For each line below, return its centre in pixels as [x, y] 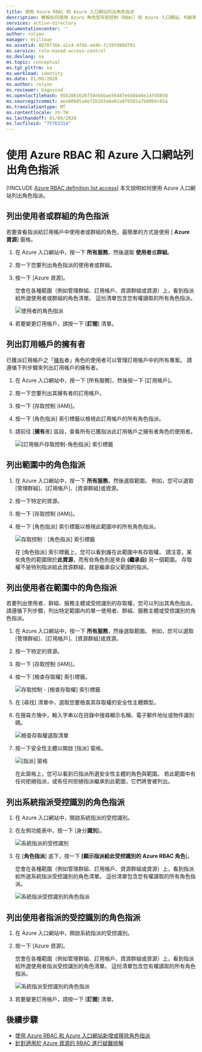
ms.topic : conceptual [33, 62]
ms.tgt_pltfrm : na [29, 68]
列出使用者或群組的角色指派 [58, 216]
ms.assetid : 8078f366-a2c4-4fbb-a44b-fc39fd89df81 [71, 46]
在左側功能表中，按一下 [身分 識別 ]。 [60, 831]
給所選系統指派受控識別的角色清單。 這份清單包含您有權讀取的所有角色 [103, 876]
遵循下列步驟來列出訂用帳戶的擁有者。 [54, 367]
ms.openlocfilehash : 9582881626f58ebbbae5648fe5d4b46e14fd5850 [87, 96]
